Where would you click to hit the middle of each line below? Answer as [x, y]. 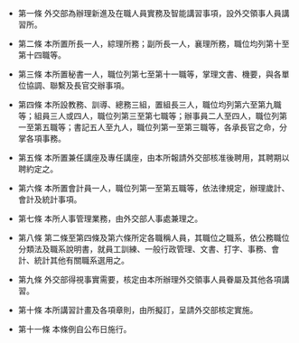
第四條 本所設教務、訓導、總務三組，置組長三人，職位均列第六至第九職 [149, 105]
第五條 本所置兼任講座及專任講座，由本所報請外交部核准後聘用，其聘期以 [154, 158]
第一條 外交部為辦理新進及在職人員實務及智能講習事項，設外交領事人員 [149, 13]
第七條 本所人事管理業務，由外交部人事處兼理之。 [110, 218]
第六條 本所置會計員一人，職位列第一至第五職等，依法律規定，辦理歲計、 [154, 188]
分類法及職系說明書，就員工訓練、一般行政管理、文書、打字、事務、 [145, 249]
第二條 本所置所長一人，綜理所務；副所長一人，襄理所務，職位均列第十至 [154, 44]
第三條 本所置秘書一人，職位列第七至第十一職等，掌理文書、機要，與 [145, 74]
